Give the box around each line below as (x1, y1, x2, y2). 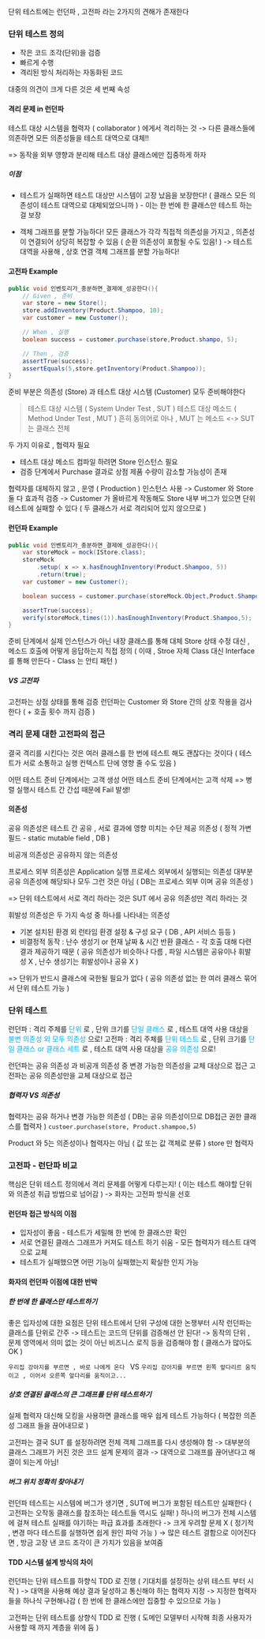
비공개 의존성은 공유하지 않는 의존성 (8, 850, 118, 859)
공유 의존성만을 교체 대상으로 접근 (28, 1071, 132, 1081)
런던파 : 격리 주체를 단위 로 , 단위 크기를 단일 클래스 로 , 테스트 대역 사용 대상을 (8, 1024, 249, 1034)
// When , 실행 (22, 329, 69, 336)
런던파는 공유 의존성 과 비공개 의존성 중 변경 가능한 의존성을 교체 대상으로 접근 (8, 1061, 248, 1070)
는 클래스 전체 (27, 423, 70, 433)
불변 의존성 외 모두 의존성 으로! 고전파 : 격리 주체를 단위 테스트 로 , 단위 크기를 (8, 1034, 247, 1044)
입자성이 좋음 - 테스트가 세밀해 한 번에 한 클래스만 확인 (19, 1227, 187, 1238)
